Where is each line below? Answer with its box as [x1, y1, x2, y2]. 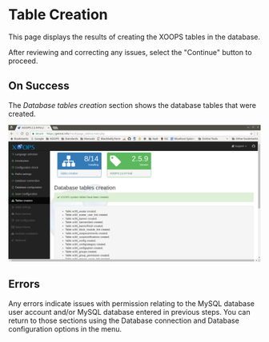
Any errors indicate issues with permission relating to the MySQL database [8, 298, 255, 308]
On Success [8, 79, 70, 93]
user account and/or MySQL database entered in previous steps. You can [8, 307, 251, 316]
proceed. [8, 56, 38, 66]
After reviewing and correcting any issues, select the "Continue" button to [8, 47, 252, 57]
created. [8, 109, 36, 118]
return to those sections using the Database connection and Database [8, 316, 240, 325]
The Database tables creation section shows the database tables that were [8, 100, 256, 109]
